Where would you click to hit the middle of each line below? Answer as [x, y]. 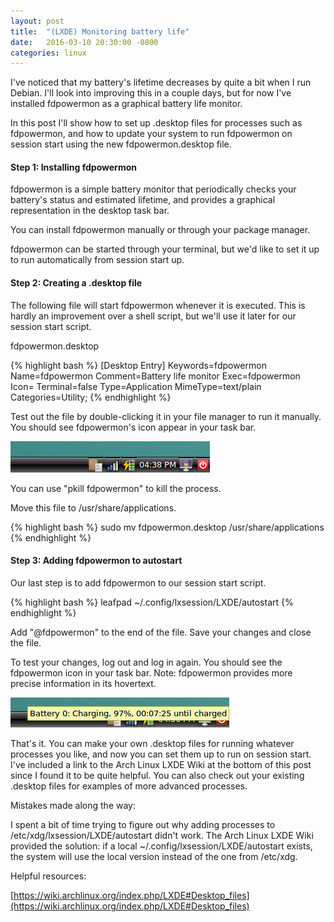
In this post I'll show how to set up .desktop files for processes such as [156, 123]
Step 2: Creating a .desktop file [76, 283]
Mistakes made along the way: [73, 805]
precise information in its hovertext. [83, 683]
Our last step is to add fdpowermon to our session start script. [138, 582]
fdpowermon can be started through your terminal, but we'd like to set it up [165, 249]
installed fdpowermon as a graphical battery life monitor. [126, 104]
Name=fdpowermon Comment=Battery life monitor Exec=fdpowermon [155, 376]
